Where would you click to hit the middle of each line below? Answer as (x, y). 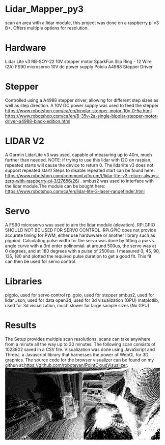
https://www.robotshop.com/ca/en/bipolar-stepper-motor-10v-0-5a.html (79, 111)
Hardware (26, 48)
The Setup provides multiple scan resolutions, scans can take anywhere (78, 339)
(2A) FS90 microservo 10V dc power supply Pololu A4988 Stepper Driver (79, 66)
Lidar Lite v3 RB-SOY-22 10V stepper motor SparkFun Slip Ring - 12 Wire (79, 61)
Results (21, 325)
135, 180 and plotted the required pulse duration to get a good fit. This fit (78, 256)
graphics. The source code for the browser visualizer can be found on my (80, 360)
